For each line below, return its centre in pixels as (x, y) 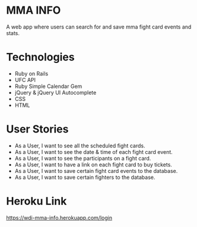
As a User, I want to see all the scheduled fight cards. (80, 146)
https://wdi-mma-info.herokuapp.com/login (59, 217)
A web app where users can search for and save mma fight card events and (99, 27)
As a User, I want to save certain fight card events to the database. (96, 171)
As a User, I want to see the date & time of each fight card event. (94, 152)
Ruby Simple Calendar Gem (48, 86)
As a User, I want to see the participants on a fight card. (83, 158)
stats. (13, 33)
